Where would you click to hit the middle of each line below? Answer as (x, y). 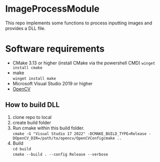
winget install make (34, 78)
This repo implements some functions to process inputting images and (79, 23)
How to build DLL (32, 105)
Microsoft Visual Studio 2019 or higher (52, 83)
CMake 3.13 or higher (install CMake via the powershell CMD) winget (84, 63)
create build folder (32, 122)
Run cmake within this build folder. (48, 128)
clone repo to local (32, 117)
